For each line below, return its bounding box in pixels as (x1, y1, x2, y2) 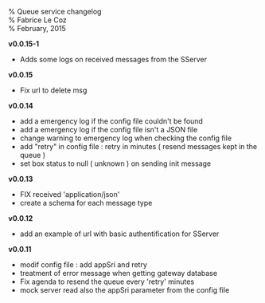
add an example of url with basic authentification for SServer (19, 229, 220, 238)
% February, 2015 (8, 24, 66, 33)
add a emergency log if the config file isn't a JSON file (19, 125, 198, 134)
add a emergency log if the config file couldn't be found (19, 116, 203, 126)
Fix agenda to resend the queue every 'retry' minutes (19, 277, 195, 286)
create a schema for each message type (19, 199, 153, 207)
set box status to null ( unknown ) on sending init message (19, 159, 212, 168)
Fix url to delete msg (19, 85, 88, 95)
